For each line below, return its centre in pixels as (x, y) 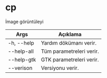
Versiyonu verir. (60, 68)
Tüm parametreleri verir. (70, 51)
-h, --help (21, 43)
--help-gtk (22, 60)
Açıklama (70, 34)
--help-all (21, 51)
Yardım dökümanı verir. (69, 43)
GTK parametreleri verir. (70, 60)
